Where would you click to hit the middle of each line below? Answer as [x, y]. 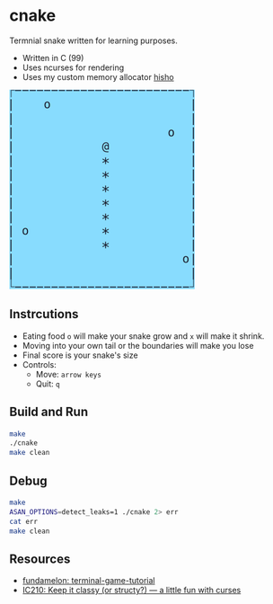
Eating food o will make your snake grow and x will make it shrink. [143, 336]
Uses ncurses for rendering [73, 67]
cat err [24, 521]
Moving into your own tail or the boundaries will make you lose [138, 345]
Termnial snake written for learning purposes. [93, 40]
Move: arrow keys [68, 374]
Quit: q [48, 384]
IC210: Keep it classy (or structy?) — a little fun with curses [132, 591]
